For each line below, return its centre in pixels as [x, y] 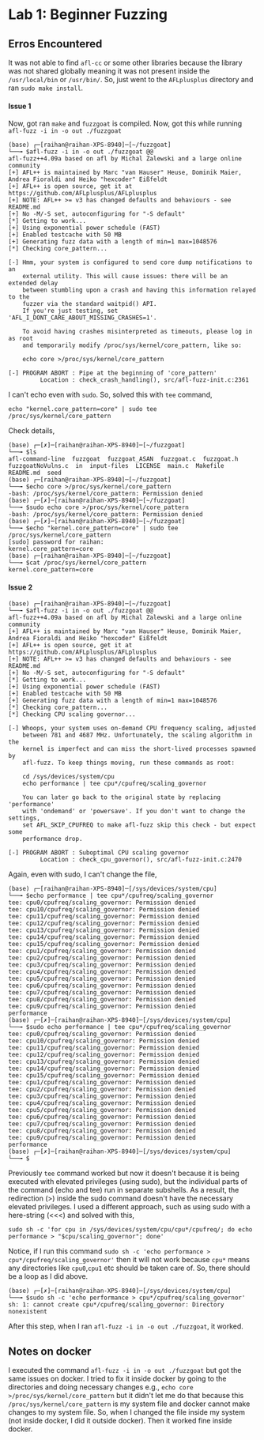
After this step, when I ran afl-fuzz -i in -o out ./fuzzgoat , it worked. [126, 1326]
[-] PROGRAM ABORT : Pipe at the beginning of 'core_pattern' [113, 373]
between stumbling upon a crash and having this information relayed [140, 290]
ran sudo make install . [46, 88]
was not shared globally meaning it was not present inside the [109, 71]
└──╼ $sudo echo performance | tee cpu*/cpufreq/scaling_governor [120, 1027]
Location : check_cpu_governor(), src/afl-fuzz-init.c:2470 [141, 860]
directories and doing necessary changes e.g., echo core [101, 1387]
